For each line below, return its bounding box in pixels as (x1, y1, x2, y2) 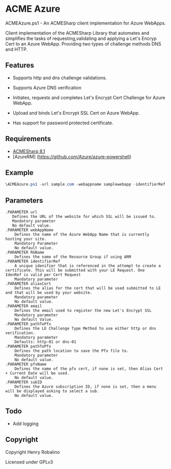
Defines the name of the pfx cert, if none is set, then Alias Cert (14, 366, 163, 371)
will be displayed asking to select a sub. (5, 389, 100, 394)
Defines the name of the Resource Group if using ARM (14, 254, 131, 260)
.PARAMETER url (5, 210, 38, 215)
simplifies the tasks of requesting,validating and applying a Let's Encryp (5, 35, 157, 41)
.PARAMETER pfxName (5, 362, 47, 367)
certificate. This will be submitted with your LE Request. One (5, 268, 145, 273)
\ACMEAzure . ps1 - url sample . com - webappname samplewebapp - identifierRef (5, 182, 166, 187)
